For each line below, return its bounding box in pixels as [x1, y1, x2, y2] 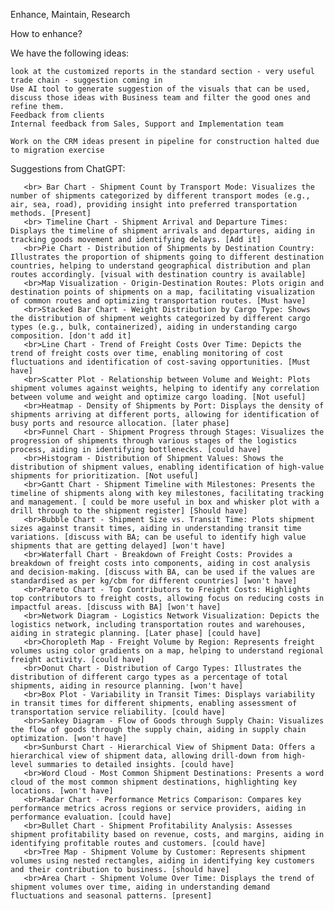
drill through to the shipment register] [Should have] [10, 506, 248, 516]
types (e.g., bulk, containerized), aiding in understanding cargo [10, 322, 298, 332]
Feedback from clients [10, 110, 105, 120]
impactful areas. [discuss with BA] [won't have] [10, 602, 222, 612]
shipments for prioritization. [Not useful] [10, 471, 199, 481]
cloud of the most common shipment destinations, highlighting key [10, 777, 298, 787]
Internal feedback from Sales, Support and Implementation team [10, 119, 284, 129]
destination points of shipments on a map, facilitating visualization [10, 287, 315, 297]
